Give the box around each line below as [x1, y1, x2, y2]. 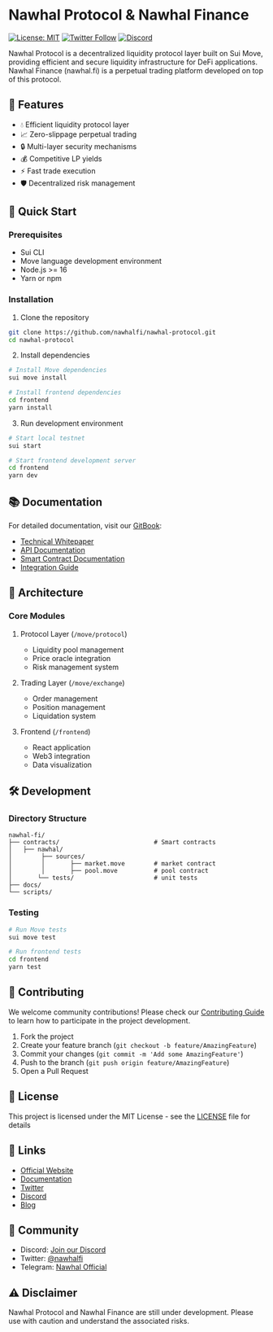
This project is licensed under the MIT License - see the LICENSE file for [8, 1111, 250, 1121]
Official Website [19, 1165, 74, 1175]
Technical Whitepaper [19, 537, 94, 546]
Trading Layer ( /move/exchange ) [19, 677, 125, 687]
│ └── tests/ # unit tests [8, 874, 198, 883]
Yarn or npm [19, 274, 63, 283]
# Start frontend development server [8, 456, 136, 465]
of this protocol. [8, 74, 62, 84]
